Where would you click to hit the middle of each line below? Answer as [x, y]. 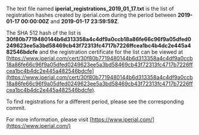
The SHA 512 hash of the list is [44, 33]
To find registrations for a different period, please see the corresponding [95, 102]
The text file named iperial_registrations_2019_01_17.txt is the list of [90, 9]
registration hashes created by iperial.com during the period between [91, 15]
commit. [16, 108]
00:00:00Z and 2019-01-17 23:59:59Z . [70, 21]
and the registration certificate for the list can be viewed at [111, 52]
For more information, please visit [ [49, 119]
